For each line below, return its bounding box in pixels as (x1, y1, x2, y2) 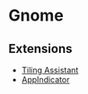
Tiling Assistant (21, 64, 79, 75)
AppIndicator (21, 74, 70, 85)
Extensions (8, 41, 73, 56)
